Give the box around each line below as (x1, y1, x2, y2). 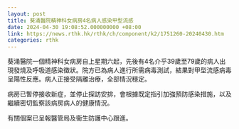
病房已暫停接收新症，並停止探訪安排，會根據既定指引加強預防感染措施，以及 (7, 90, 232, 99)
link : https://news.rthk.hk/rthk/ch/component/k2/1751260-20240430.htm (7, 30, 224, 38)
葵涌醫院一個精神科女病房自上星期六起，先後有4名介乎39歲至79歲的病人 (7, 57, 220, 66)
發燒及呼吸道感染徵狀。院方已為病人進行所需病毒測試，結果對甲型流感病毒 (13, 66, 232, 74)
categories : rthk (7, 37, 59, 44)
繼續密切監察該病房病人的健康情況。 (7, 99, 114, 107)
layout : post (7, 10, 46, 18)
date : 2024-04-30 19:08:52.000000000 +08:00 (7, 23, 142, 30)
